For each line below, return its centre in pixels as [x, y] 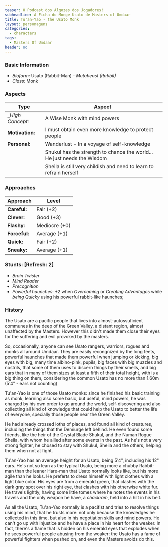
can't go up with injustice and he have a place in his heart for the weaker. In [83, 523]
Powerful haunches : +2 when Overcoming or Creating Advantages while [87, 291]
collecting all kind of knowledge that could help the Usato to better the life [81, 409]
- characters [23, 33]
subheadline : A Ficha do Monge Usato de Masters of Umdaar [68, 15]
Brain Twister [26, 275]
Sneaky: [17, 250]
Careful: [17, 209]
